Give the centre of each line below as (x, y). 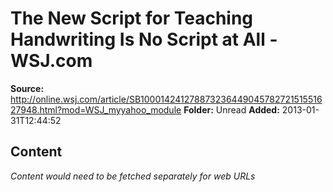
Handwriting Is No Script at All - (144, 39)
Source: (27, 88)
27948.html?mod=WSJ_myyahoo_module (96, 109)
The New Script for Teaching (132, 18)
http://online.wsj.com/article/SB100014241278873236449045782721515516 (166, 99)
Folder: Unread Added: (231, 109)
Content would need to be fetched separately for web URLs (133, 176)
